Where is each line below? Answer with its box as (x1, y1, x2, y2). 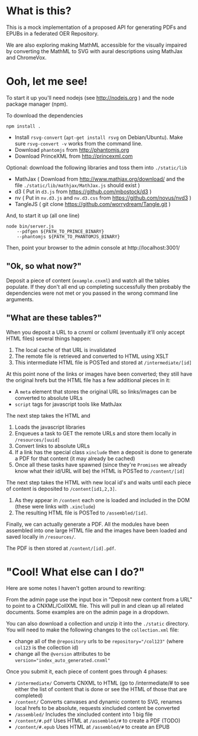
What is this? (6, 4, 72, 18)
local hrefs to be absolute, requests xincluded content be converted (14, 705, 180, 712)
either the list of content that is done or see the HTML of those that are (14, 686, 187, 693)
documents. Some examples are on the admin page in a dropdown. (6, 608, 170, 615)
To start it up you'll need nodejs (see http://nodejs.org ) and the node (6, 94, 174, 101)
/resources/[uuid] (14, 437, 60, 443)
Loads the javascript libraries (14, 424, 86, 431)
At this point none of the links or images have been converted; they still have (6, 370, 193, 377)
